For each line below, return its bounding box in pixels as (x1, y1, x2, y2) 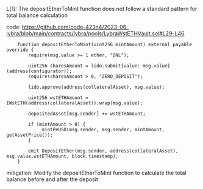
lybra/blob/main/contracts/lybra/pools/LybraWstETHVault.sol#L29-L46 (6, 30, 185, 37)
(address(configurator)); (6, 68, 72, 74)
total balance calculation (6, 12, 68, 19)
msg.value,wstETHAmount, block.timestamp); (6, 153, 119, 159)
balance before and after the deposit (6, 176, 99, 183)
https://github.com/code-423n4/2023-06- (22, 24, 129, 30)
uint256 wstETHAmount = (28, 95, 88, 101)
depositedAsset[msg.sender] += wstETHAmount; (28, 111, 146, 117)
